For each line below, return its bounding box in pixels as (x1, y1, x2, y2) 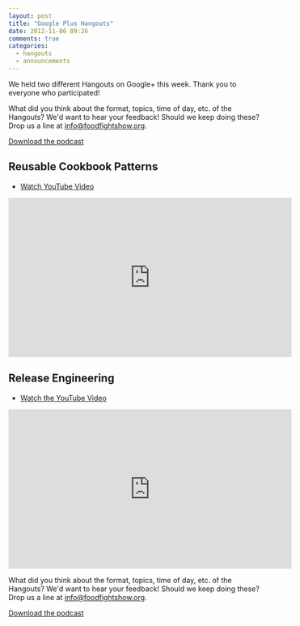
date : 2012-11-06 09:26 (8, 27, 89, 35)
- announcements (15, 57, 70, 66)
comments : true (8, 34, 60, 43)
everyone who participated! (8, 87, 100, 97)
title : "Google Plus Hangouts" (8, 19, 114, 28)
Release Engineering (8, 372, 115, 385)
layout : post (8, 11, 53, 20)
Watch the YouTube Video (19, 393, 107, 402)
